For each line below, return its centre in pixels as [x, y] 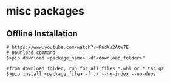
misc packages [46, 11]
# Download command [31, 53]
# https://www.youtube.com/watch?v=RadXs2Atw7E [68, 47]
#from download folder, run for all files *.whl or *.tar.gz [85, 68]
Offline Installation [42, 34]
